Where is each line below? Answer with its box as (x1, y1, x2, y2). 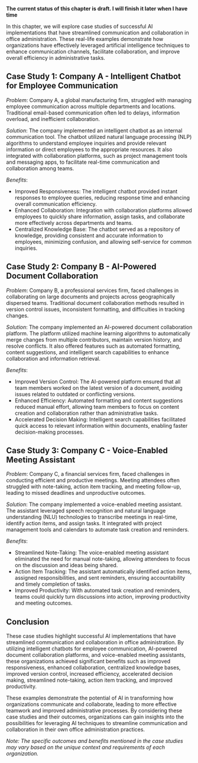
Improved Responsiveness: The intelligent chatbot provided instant (14, 187, 178, 195)
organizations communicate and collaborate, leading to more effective (6, 701, 177, 708)
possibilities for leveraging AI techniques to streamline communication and (6, 720, 188, 727)
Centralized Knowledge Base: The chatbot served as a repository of (14, 225, 180, 233)
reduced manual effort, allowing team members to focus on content (14, 403, 179, 410)
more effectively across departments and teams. (14, 219, 134, 226)
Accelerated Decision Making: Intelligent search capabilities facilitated (14, 415, 186, 423)
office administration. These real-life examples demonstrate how (6, 36, 164, 42)
